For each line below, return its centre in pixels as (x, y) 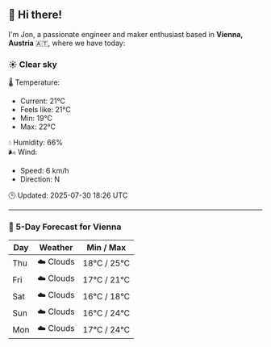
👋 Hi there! (35, 15)
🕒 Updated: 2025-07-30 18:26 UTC (68, 195)
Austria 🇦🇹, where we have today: (67, 43)
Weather (56, 248)
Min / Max (106, 248)
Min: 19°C (36, 119)
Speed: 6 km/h (45, 171)
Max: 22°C (38, 127)
